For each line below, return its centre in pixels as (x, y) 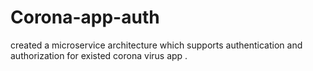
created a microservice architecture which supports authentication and (156, 45)
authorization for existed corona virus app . (99, 55)
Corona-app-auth (85, 17)
